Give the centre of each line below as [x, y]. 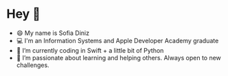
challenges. [33, 65]
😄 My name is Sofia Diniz [53, 33]
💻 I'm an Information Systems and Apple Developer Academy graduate [117, 40]
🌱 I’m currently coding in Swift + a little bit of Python [90, 50]
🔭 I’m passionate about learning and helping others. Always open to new [118, 58]
